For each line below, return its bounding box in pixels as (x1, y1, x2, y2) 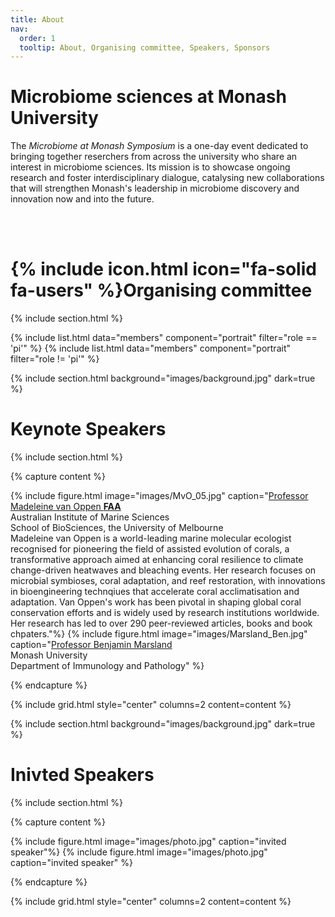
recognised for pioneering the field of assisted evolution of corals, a (10, 543, 290, 555)
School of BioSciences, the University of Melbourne (10, 522, 224, 534)
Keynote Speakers (10, 418, 167, 441)
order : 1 (19, 33, 56, 43)
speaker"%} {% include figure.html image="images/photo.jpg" (10, 846, 268, 858)
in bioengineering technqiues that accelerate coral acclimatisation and (10, 586, 300, 598)
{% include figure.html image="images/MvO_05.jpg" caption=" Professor (10, 490, 309, 502)
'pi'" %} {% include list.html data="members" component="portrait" (10, 342, 291, 355)
